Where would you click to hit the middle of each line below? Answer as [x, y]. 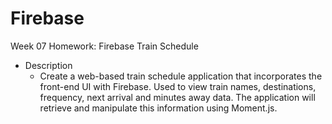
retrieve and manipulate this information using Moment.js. [158, 108]
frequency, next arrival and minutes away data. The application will [177, 97]
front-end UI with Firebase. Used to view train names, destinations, [178, 86]
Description [48, 65]
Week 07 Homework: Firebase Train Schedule [104, 46]
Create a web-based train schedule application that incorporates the [181, 76]
